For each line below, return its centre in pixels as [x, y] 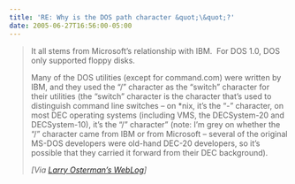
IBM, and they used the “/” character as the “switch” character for [150, 87]
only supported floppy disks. [83, 60]
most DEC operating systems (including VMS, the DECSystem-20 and [158, 115]
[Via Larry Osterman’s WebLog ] [89, 170]
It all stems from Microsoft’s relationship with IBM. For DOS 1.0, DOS [155, 50]
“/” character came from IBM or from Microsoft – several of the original [159, 134]
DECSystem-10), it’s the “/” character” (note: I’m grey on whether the [155, 124]
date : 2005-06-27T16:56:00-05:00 [71, 26]
